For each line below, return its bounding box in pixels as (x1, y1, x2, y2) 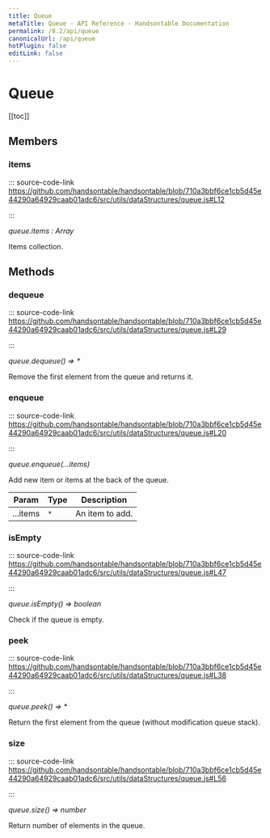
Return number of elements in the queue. (8, 820, 146, 830)
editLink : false (8, 49, 63, 57)
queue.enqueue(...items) (8, 459, 91, 469)
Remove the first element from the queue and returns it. (8, 372, 194, 381)
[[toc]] (8, 111, 30, 121)
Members (8, 134, 58, 148)
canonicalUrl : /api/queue (8, 34, 95, 43)
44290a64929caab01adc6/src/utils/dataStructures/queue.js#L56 (8, 773, 226, 783)
